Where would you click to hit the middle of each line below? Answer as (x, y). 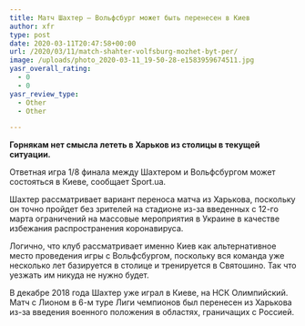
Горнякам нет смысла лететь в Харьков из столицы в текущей (135, 145)
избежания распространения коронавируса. (97, 229)
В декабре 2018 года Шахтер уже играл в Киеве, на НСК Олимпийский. (149, 293)
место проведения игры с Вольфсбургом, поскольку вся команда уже (147, 256)
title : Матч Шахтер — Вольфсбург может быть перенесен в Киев (130, 18)
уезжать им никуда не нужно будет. (80, 275)
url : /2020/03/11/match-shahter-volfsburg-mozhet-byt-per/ (124, 52)
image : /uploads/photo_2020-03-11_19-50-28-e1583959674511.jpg (132, 60)
